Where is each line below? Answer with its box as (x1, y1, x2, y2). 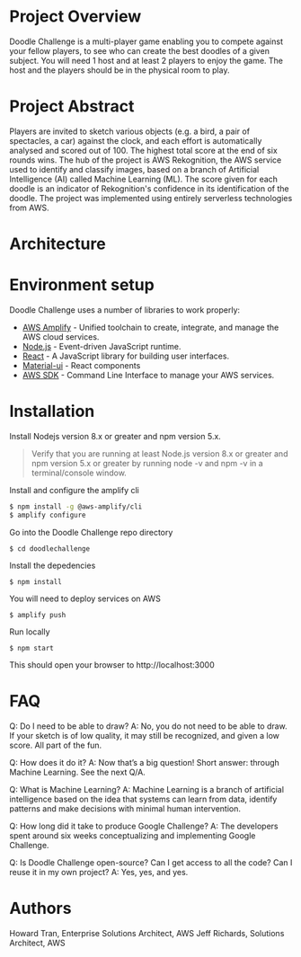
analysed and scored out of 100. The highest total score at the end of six (9, 145, 279, 155)
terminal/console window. (31, 467, 128, 478)
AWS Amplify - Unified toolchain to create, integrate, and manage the (22, 322, 279, 332)
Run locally (9, 626, 50, 637)
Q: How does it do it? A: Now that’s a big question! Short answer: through (9, 757, 280, 767)
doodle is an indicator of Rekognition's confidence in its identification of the (9, 182, 289, 194)
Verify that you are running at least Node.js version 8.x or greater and (31, 447, 288, 459)
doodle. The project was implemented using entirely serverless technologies (9, 192, 293, 203)
